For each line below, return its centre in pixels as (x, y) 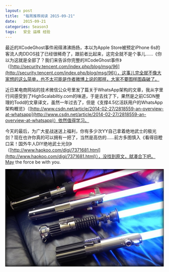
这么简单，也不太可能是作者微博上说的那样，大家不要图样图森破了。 (89, 79)
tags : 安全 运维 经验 (28, 32)
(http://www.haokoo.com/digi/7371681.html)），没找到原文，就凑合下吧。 (80, 156)
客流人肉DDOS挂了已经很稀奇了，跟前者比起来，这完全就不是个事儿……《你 (84, 54)
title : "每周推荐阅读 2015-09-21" (40, 16)
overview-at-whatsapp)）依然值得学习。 (47, 121)
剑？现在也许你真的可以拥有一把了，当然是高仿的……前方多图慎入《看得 (80, 138)
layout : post (19, 11)
